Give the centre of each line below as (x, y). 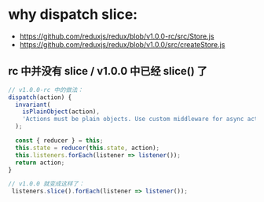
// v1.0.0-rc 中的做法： (46, 90)
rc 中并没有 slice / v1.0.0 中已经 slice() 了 (108, 71)
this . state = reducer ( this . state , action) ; (87, 148)
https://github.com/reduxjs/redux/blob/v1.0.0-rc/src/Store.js (117, 36)
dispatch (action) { (40, 97)
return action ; (40, 163)
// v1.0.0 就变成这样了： (46, 184)
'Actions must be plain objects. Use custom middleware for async (133, 119)
